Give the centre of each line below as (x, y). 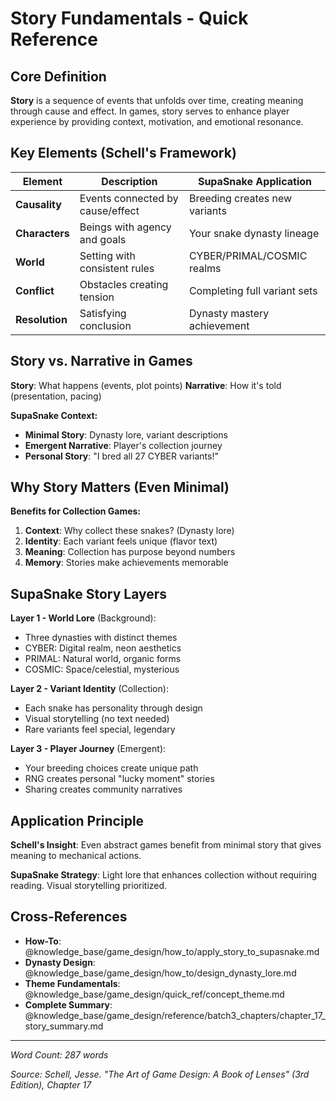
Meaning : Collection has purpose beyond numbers (130, 552)
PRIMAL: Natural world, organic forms (103, 659)
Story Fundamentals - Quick (129, 18)
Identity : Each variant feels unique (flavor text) (121, 541)
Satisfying (103, 313)
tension (97, 297)
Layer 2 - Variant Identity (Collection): (89, 689)
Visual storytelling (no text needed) (97, 719)
